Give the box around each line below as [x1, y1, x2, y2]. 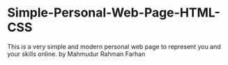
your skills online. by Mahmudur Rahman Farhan [7, 50, 146, 58]
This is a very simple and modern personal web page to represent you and [7, 42, 221, 50]
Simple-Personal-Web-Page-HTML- [7, 5, 221, 21]
